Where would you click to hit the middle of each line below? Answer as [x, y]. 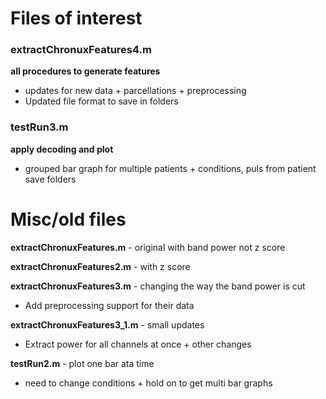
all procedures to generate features [85, 71]
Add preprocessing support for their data [109, 305]
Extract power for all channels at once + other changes [138, 344]
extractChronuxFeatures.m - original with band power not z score [148, 247]
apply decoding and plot [62, 149]
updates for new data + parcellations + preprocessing [135, 91]
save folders [50, 179]
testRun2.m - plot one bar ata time [82, 363]
